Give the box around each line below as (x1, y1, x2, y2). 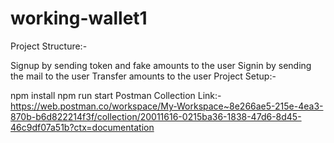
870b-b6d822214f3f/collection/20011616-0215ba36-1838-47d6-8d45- (10, 110, 302, 122)
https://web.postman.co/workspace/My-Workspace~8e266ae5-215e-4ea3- (10, 100, 324, 112)
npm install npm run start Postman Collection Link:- (10, 89, 222, 101)
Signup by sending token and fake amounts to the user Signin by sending (10, 59, 312, 71)
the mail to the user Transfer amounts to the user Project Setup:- (10, 70, 277, 82)
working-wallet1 (10, 7, 148, 30)
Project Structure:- (10, 40, 88, 52)
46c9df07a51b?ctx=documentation (10, 121, 155, 133)
